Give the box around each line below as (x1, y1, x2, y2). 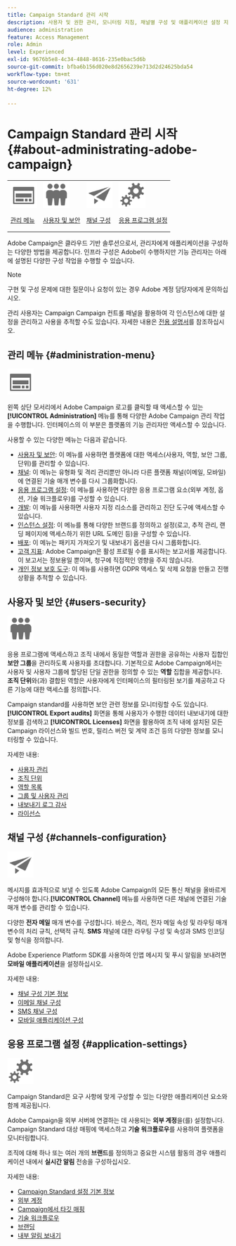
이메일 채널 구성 (17, 998, 61, 1006)
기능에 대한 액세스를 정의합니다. (14, 685, 101, 694)
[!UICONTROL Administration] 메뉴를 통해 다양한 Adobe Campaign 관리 (7, 412, 212, 420)
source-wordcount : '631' (7, 78, 80, 85)
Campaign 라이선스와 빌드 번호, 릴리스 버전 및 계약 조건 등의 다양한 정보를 (7, 727, 211, 735)
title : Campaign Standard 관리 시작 (7, 11, 109, 18)
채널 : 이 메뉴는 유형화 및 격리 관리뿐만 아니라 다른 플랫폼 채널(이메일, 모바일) (17, 468, 226, 476)
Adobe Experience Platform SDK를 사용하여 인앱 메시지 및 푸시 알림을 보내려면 (7, 951, 227, 959)
